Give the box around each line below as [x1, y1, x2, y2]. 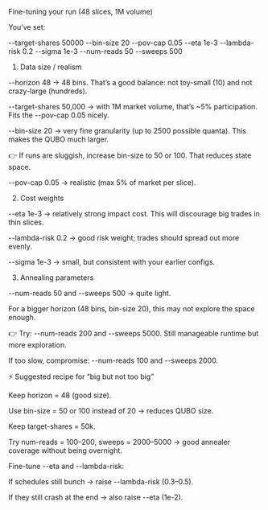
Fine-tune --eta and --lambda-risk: [8, 462, 125, 471]
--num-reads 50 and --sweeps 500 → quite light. [8, 289, 171, 298]
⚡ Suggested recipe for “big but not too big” [8, 372, 155, 381]
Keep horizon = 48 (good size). [8, 390, 112, 400]
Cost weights [19, 193, 64, 203]
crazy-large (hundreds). [8, 86, 88, 96]
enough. [8, 313, 36, 322]
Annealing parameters [19, 273, 94, 282]
